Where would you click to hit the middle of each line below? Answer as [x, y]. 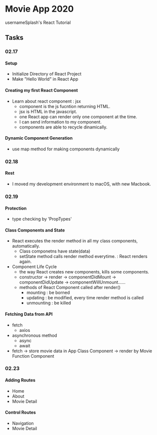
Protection [16, 208]
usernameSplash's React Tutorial [38, 22]
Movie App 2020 [39, 9]
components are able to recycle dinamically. [63, 127]
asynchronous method [34, 335]
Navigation [23, 423]
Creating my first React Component [42, 91]
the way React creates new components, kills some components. [84, 272]
